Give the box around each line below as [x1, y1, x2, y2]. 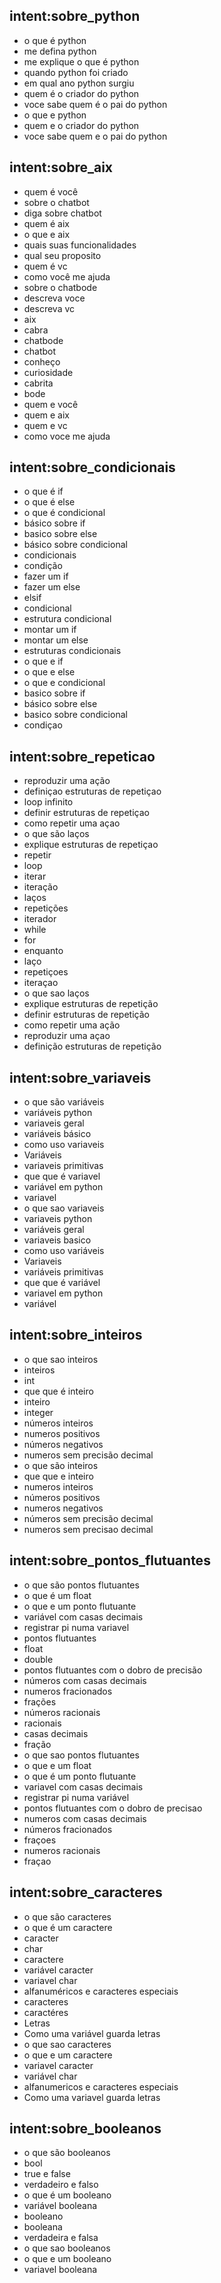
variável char [23, 2070, 78, 2082]
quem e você [23, 398, 79, 410]
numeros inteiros [23, 1480, 94, 1493]
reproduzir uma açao [23, 1030, 111, 1042]
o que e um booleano [23, 2253, 112, 2265]
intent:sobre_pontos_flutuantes [9, 1552, 211, 1569]
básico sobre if [23, 517, 86, 529]
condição [23, 560, 63, 572]
